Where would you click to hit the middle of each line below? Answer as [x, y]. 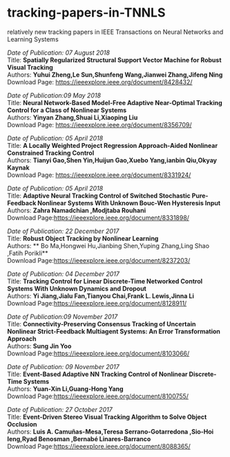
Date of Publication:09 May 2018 [54, 95]
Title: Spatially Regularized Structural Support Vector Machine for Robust [115, 59]
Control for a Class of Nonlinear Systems [67, 110]
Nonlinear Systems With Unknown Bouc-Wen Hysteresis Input [129, 203]
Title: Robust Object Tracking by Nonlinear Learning [83, 238]
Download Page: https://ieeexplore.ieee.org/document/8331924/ [99, 175]
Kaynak [18, 167]
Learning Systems [33, 39]
